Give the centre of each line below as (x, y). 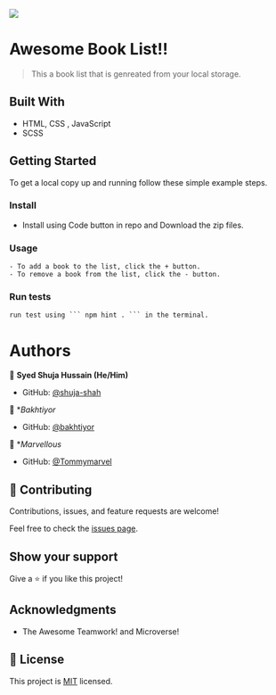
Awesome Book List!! (89, 50)
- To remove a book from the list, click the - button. (115, 275)
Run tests (30, 297)
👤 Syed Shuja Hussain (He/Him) (69, 376)
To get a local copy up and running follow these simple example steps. (138, 182)
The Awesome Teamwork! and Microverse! (101, 631)
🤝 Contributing (51, 489)
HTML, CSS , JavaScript (66, 123)
